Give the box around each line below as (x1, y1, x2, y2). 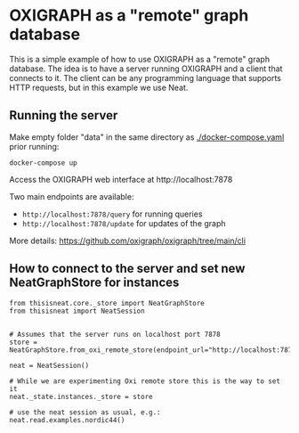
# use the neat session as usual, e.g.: (9, 407, 162, 417)
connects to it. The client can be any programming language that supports (9, 72, 282, 83)
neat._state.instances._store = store (9, 392, 153, 401)
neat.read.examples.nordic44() (9, 415, 125, 424)
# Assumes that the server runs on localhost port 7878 (9, 330, 221, 339)
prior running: (9, 141, 60, 151)
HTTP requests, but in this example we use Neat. (9, 82, 189, 93)
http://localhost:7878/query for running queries (21, 208, 203, 219)
